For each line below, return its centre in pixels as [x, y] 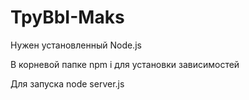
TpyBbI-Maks [67, 17]
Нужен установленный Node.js [76, 45]
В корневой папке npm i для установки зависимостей [125, 64]
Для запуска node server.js [67, 83]
